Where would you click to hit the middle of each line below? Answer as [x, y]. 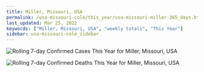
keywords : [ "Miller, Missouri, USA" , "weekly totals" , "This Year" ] [95, 28]
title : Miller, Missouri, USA [45, 12]
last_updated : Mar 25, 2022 [42, 23]
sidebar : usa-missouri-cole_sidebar [53, 34]
